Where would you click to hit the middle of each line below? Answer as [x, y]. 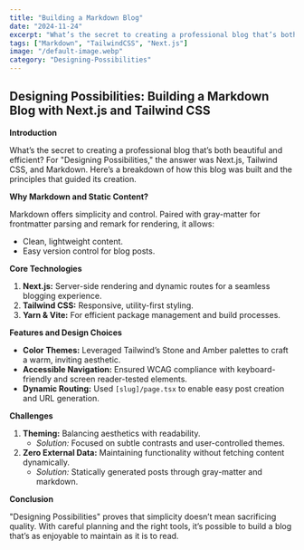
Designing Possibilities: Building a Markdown [139, 96]
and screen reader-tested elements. [121, 379]
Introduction [33, 132]
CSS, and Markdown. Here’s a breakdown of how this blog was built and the [151, 169]
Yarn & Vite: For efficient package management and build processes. [151, 314]
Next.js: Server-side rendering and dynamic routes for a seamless [146, 285]
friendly [37, 379]
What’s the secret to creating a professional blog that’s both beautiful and [146, 150]
